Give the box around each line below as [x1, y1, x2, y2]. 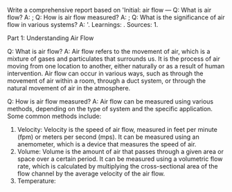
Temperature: [17, 177, 57, 185]
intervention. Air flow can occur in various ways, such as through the [7, 69, 204, 77]
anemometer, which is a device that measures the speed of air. [17, 140, 197, 148]
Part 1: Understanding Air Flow [7, 34, 94, 42]
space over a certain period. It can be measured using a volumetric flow [17, 155, 223, 163]
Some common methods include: [7, 112, 102, 120]
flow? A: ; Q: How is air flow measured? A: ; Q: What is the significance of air [7, 13, 225, 21]
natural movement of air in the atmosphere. [7, 84, 131, 92]
